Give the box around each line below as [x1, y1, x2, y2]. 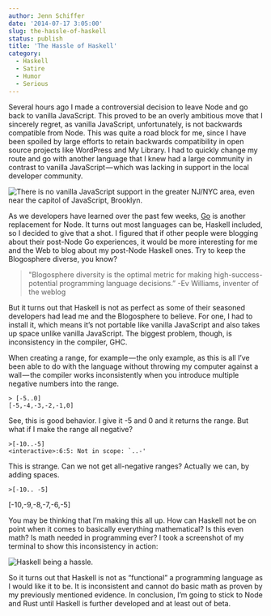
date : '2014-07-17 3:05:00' [8, 19, 104, 28]
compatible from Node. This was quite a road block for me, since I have [8, 127, 247, 138]
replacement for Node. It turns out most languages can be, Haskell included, [8, 220, 263, 229]
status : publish [8, 34, 63, 43]
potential [28, 278, 58, 288]
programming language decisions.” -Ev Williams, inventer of [59, 278, 259, 288]
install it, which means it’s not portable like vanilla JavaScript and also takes [8, 319, 260, 329]
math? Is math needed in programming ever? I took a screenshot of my [8, 533, 244, 542]
